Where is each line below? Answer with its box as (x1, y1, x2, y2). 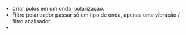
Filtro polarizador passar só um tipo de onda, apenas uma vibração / (11, 11, 180, 18)
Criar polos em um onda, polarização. (11, 5, 104, 12)
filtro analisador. (11, 18, 52, 24)
